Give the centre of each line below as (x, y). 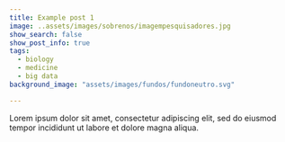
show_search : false (46, 34)
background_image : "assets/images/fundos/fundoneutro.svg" (122, 84)
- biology (36, 59)
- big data (38, 76)
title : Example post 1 (52, 18)
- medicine (38, 68)
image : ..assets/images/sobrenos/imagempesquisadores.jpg (120, 26)
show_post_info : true (50, 43)
